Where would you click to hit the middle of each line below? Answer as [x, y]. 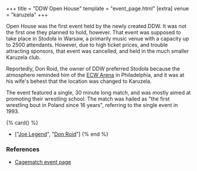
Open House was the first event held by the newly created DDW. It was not [96, 26]
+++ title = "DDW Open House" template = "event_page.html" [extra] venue [98, 9]
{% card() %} [22, 123]
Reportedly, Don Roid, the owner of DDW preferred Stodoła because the [93, 69]
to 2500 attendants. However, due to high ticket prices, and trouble [87, 45]
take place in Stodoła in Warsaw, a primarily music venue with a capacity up [98, 38]
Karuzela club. [23, 57]
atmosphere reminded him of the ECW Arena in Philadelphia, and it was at [95, 75]
